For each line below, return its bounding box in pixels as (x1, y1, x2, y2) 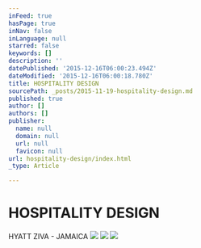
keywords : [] (8, 49, 52, 57)
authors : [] (8, 110, 48, 118)
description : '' (8, 57, 63, 65)
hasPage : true (8, 19, 57, 27)
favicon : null (15, 147, 63, 155)
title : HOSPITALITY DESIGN (8, 79, 99, 87)
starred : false (8, 42, 60, 50)
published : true (8, 95, 63, 103)
